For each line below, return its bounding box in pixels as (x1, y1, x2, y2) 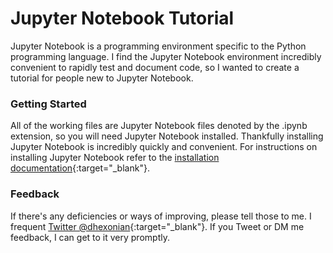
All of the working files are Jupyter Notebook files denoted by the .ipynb (10, 120, 308, 132)
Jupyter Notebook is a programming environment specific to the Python (10, 40, 307, 52)
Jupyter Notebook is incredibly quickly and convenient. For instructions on (10, 141, 318, 153)
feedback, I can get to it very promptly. (10, 231, 170, 243)
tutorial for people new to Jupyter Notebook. (10, 72, 194, 84)
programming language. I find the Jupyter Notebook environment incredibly (10, 50, 322, 62)
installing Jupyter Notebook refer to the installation (10, 152, 220, 164)
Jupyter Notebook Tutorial (10, 7, 235, 30)
